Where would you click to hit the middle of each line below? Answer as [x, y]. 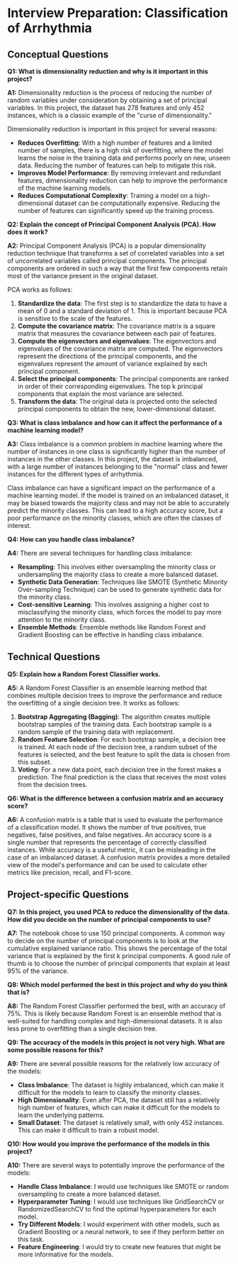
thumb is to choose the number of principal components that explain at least [119, 963]
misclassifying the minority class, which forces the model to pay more [119, 612]
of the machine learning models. [65, 188]
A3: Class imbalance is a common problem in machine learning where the [115, 444]
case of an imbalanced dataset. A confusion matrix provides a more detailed [119, 857]
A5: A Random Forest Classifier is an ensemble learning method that [107, 688]
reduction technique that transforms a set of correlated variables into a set [116, 253]
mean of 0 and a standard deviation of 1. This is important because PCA [122, 311]
